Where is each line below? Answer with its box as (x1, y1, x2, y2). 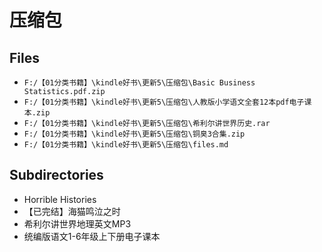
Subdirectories (9, 167, 104, 184)
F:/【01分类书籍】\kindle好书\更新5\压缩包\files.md (23, 140, 229, 150)
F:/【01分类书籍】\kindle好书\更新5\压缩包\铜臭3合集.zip (23, 129, 246, 139)
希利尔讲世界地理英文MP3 (23, 217, 132, 230)
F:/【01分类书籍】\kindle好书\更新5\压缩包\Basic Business (23, 78, 256, 88)
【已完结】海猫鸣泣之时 (23, 205, 121, 217)
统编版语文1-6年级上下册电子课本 (23, 230, 161, 242)
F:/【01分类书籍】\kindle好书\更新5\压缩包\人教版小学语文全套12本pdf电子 (23, 97, 305, 107)
